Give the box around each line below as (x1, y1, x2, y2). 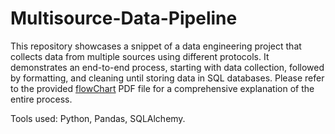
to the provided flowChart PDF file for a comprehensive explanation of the (10, 82, 315, 94)
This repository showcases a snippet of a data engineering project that (10, 40, 302, 52)
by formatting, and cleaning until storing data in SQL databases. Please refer (10, 72, 325, 84)
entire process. (10, 93, 73, 105)
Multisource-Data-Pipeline (10, 7, 238, 30)
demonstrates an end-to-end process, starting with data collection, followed (10, 61, 325, 73)
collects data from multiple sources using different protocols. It (10, 50, 270, 62)
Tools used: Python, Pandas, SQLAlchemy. (10, 112, 186, 124)
